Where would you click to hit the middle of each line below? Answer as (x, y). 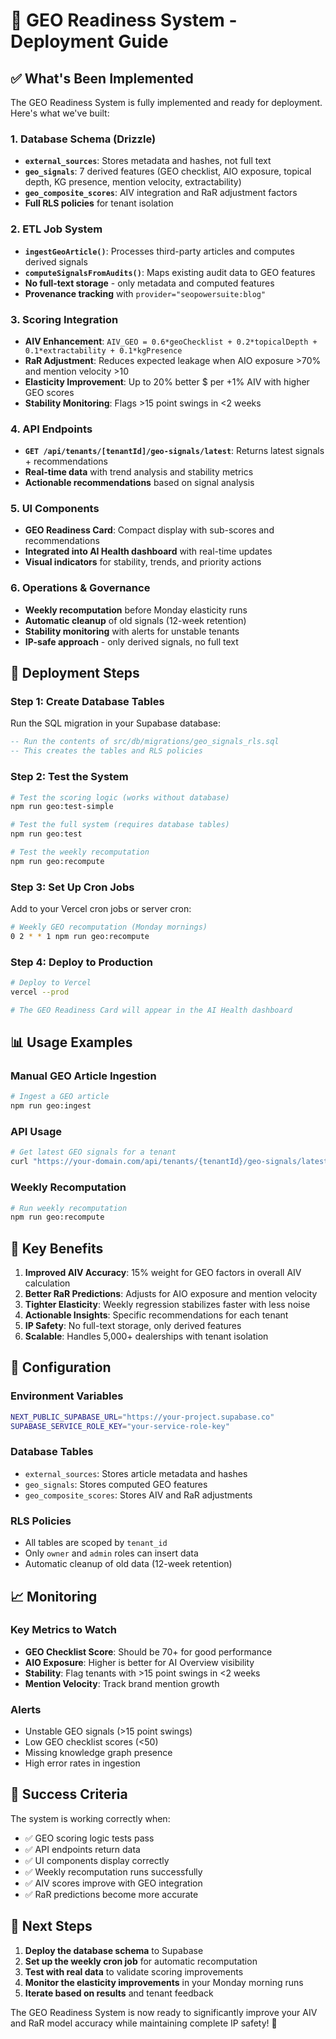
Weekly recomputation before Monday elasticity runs (136, 610)
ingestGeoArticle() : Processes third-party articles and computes (159, 251)
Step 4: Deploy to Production (82, 962)
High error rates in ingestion (82, 1763)
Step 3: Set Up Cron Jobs (72, 887)
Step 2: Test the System (69, 777)
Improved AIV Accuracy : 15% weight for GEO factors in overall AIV (163, 1273)
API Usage (36, 1132)
